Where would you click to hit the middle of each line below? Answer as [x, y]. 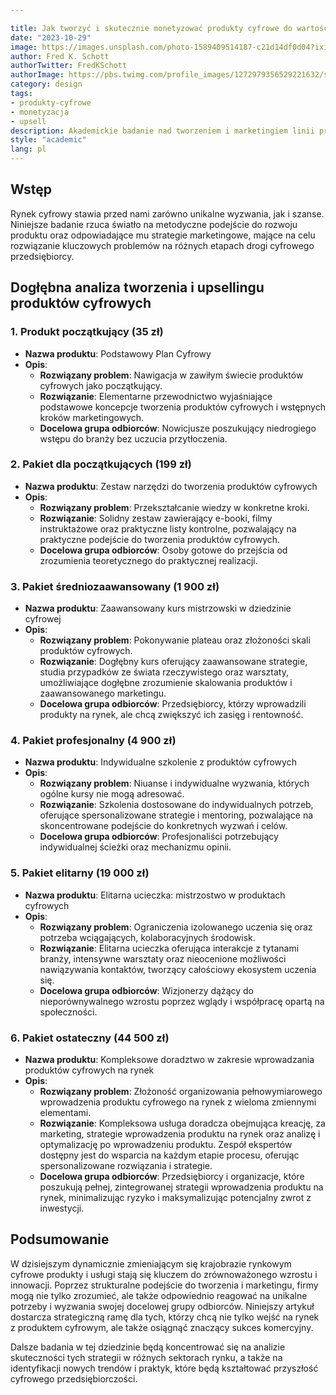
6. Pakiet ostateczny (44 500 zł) [90, 1038]
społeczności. [68, 1012]
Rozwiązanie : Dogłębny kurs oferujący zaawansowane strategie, [173, 662]
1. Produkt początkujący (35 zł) [87, 332]
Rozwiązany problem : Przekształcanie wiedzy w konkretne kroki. [174, 507]
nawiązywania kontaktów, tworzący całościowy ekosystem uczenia [178, 969]
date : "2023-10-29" [51, 37]
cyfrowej [43, 619]
